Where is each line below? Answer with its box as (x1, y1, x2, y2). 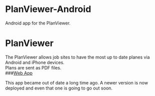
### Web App (5, 70, 33, 76)
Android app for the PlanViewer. (5, 20, 71, 26)
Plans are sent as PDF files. (5, 64, 61, 70)
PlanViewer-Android (5, 3, 91, 15)
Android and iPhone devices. (5, 59, 65, 65)
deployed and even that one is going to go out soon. (5, 85, 112, 91)
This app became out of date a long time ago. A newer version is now (5, 79, 148, 85)
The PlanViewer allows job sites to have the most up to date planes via (5, 54, 150, 60)
